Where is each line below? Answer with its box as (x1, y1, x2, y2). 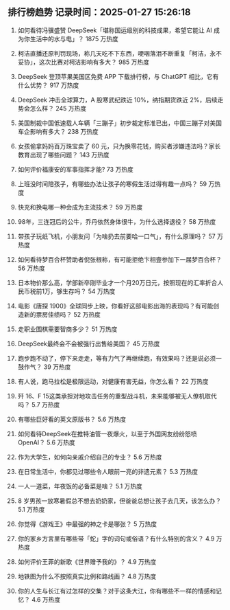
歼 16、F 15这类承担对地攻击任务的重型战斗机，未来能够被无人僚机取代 (17, 392, 218, 400)
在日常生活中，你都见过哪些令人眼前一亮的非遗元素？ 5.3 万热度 (17, 467, 198, 475)
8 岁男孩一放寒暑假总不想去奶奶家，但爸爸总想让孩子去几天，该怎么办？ (17, 497, 222, 505)
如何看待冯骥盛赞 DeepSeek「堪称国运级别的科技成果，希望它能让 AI (17, 26, 213, 34)
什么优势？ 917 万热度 (17, 81, 79, 89)
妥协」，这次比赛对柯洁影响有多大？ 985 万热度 (17, 58, 150, 66)
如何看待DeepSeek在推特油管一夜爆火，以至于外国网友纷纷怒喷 (17, 429, 197, 438)
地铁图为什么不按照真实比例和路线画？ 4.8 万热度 (17, 572, 157, 580)
